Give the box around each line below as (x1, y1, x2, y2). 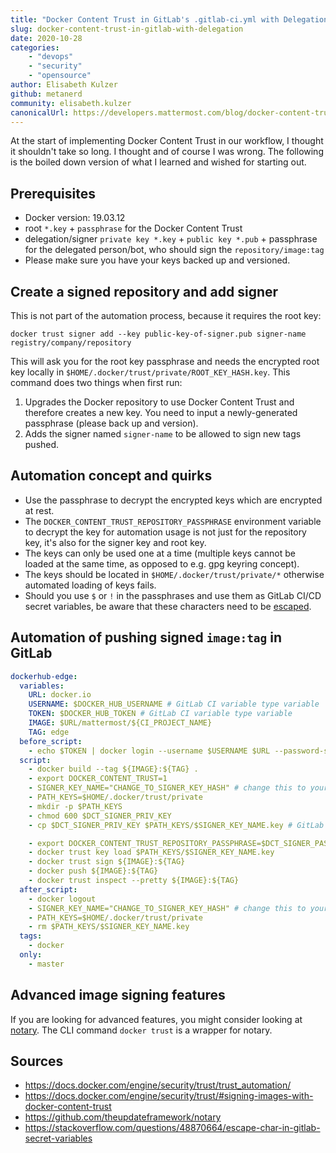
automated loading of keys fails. (24, 579, 157, 591)
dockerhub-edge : (10, 671, 78, 681)
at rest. (24, 504, 55, 516)
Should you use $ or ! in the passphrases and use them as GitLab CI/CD (24, 589, 322, 601)
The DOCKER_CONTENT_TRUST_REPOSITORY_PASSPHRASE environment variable (24, 515, 322, 527)
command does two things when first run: (10, 377, 183, 388)
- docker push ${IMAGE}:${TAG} (28, 866, 159, 876)
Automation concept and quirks (10, 467, 213, 485)
